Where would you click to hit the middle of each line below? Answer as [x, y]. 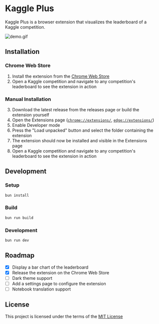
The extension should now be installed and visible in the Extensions [79, 140]
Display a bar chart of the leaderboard [50, 267]
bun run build [19, 218]
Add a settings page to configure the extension [59, 283]
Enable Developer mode [36, 125]
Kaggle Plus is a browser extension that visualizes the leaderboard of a [76, 22]
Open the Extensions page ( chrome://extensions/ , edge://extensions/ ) [83, 120]
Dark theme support [32, 278]
